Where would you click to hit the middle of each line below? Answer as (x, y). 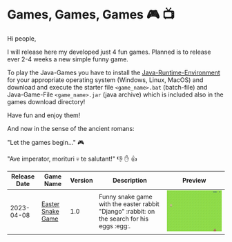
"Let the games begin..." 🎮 (46, 142)
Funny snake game (126, 197)
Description (130, 180)
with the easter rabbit (129, 204)
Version (81, 180)
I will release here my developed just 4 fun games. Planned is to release (109, 52)
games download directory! (46, 101)
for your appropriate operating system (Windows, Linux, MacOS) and (105, 80)
